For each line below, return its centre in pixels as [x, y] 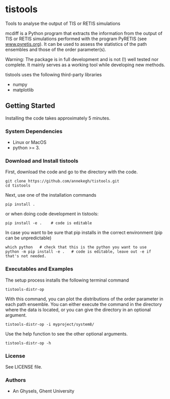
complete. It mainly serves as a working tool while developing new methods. [85, 65]
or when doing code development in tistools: [52, 214]
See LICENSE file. [24, 366]
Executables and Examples [39, 269]
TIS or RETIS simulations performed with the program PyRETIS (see [76, 39]
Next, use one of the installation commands [51, 195]
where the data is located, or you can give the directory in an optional [78, 310]
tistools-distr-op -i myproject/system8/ [50, 324]
